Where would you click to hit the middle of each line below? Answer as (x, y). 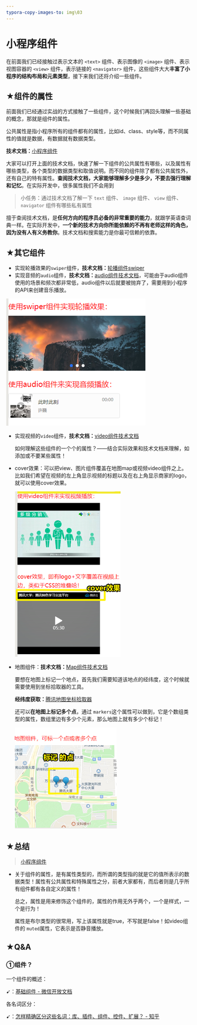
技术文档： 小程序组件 (32, 151)
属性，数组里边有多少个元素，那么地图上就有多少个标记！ (94, 719)
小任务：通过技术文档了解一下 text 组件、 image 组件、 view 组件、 (101, 198)
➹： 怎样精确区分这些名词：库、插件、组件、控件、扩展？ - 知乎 (83, 1016)
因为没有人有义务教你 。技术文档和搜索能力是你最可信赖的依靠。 (83, 232)
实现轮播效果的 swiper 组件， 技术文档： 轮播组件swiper (79, 268)
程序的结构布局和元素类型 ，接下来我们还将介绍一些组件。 (75, 76)
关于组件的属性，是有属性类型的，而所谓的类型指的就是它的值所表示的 (99, 874)
